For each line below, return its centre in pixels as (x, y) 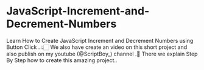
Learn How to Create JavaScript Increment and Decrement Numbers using (100, 40)
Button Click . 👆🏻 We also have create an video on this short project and (97, 47)
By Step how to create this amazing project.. (62, 60)
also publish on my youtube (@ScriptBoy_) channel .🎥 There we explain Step (102, 54)
